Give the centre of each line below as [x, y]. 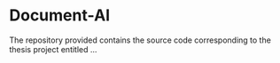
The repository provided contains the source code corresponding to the [140, 40]
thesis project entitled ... [53, 49]
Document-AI [60, 16]
